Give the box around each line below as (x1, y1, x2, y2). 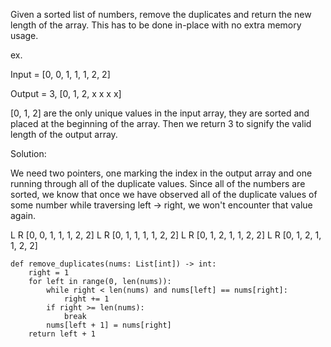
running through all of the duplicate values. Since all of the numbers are (10, 178, 306, 189)
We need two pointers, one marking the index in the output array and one (10, 167, 313, 179)
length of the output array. (10, 129, 118, 140)
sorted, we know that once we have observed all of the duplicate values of (10, 189, 318, 200)
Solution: (10, 148, 47, 159)
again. (10, 210, 37, 221)
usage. (10, 30, 39, 41)
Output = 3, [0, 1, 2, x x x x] (10, 88, 122, 99)
